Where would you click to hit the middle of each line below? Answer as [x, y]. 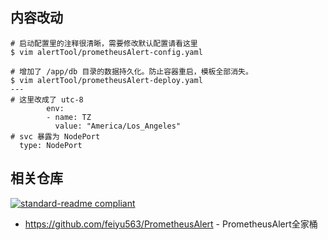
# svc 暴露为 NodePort [55, 136]
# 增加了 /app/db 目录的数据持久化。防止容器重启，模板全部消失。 [131, 71]
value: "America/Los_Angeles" [118, 126]
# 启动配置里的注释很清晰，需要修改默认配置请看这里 [104, 43]
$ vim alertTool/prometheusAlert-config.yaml [106, 52]
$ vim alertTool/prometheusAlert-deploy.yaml [106, 80]
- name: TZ [69, 117]
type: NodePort [51, 145]
